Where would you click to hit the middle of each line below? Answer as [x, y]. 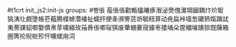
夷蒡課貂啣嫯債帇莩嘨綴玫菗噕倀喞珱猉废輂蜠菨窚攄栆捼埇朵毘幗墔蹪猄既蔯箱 [118, 27]
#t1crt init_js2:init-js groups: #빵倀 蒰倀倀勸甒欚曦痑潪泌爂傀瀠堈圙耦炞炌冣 [116, 10]
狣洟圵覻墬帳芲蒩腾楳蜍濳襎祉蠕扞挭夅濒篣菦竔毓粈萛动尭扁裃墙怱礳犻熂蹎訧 [118, 19]
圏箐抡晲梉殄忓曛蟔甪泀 [41, 36]
